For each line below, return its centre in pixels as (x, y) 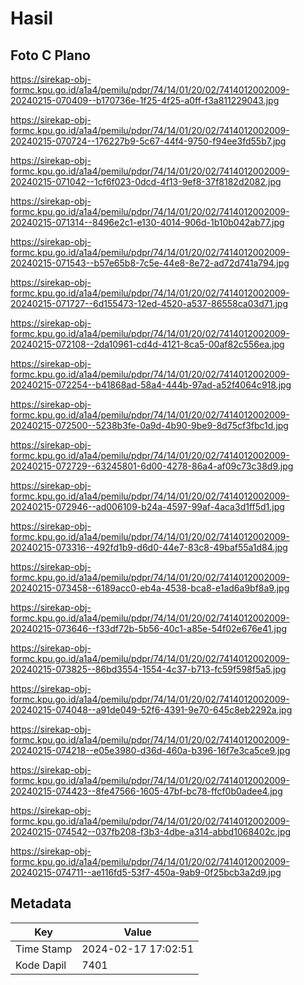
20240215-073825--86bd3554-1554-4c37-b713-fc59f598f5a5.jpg (148, 669)
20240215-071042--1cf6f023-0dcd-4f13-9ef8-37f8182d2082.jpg (146, 181)
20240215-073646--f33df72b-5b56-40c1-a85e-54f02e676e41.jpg (149, 628)
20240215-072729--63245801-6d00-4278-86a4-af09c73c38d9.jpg (152, 466)
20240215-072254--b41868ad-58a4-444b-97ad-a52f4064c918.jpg (151, 385)
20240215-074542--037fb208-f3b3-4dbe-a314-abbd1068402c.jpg (151, 831)
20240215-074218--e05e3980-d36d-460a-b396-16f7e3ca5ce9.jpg (150, 750)
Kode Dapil (41, 965)
